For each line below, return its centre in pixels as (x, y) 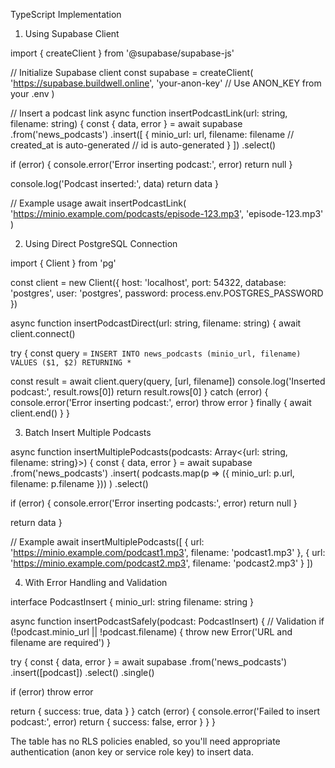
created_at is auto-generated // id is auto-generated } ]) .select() (143, 145)
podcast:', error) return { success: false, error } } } (113, 722)
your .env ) (32, 93)
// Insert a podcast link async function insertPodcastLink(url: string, (149, 113)
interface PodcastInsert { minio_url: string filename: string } (132, 602)
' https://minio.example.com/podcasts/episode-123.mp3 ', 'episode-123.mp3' (167, 213)
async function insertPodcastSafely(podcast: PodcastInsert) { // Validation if (167, 621)
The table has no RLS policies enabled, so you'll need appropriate (145, 741)
